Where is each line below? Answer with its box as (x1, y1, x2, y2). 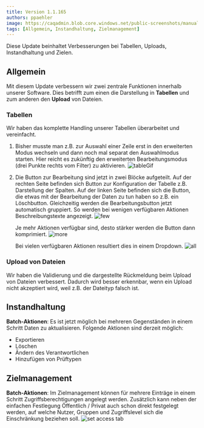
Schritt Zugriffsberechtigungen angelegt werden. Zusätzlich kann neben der (6, 396, 197, 403)
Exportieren (15, 336, 44, 344)
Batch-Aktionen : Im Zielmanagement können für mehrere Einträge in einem (6, 389, 195, 396)
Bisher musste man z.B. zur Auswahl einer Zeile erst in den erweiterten (15, 143, 193, 150)
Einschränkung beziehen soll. (6, 415, 80, 423)
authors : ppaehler (6, 15, 53, 21)
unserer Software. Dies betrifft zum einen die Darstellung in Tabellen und (6, 89, 189, 97)
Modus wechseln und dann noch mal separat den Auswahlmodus (15, 149, 179, 157)
